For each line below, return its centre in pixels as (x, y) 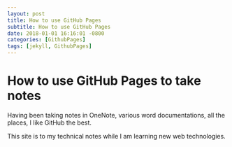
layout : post (26, 14)
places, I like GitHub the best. (50, 122)
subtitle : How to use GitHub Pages (59, 27)
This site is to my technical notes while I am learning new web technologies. (116, 136)
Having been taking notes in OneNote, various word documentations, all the (116, 115)
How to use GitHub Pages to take (104, 81)
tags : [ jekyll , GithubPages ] (50, 46)
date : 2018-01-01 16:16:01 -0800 (56, 33)
